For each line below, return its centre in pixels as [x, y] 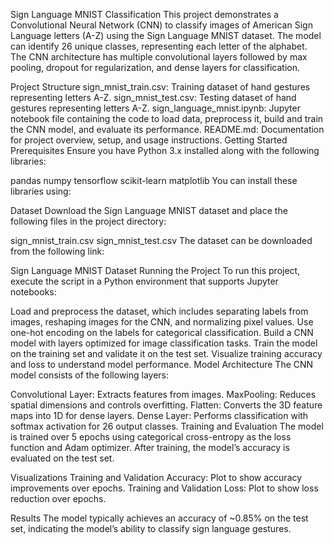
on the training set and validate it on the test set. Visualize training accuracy [166, 353]
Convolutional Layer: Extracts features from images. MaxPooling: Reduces [163, 394]
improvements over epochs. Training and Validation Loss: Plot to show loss [164, 488]
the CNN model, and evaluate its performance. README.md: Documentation [167, 129]
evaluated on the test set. [62, 458]
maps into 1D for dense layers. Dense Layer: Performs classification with [159, 415]
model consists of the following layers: [90, 375]
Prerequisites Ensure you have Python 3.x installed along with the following [165, 150]
